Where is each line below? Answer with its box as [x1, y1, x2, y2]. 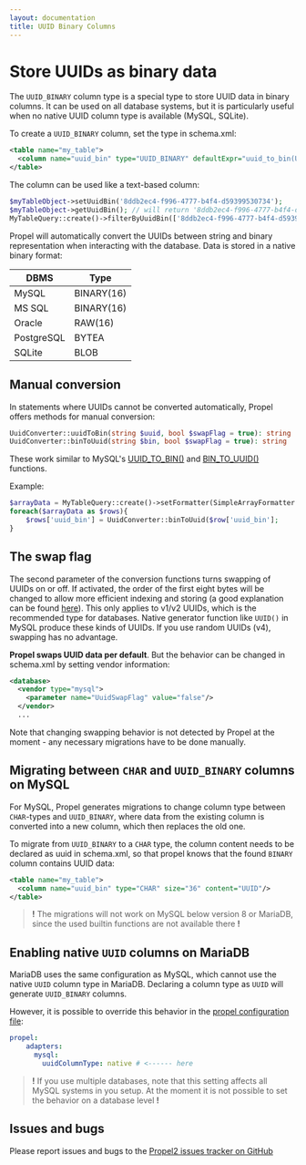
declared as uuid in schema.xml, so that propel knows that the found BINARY [9, 848, 293, 859]
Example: [9, 480, 45, 492]
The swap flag [9, 549, 93, 565]
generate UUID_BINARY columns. [9, 988, 127, 999]
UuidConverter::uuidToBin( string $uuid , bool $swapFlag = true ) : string [9, 428, 291, 438]
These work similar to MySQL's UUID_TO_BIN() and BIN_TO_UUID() [9, 453, 260, 465]
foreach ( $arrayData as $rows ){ [9, 507, 128, 516]
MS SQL [14, 302, 49, 314]
